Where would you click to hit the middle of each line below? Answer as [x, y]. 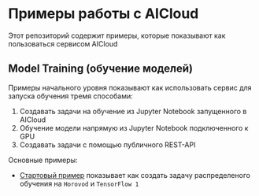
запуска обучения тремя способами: [71, 96]
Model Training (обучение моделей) [100, 69]
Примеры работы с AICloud [104, 14]
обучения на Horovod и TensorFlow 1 [79, 183]
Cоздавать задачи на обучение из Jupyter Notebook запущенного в [133, 111]
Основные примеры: [43, 160]
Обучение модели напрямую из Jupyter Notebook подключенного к [134, 128]
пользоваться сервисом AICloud [63, 43]
